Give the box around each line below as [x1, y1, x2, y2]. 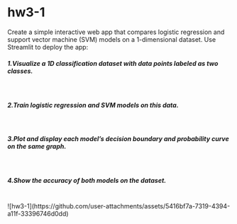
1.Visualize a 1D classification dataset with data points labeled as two [7, 59, 219, 67]
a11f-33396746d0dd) [7, 209, 69, 218]
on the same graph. [7, 142, 67, 151]
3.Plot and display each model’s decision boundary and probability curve [7, 135, 229, 143]
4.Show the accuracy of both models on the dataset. [7, 177, 167, 185]
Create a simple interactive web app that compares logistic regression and [7, 28, 225, 36]
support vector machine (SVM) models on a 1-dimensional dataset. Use [7, 35, 216, 43]
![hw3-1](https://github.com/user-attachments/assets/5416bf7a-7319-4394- [7, 201, 231, 210]
